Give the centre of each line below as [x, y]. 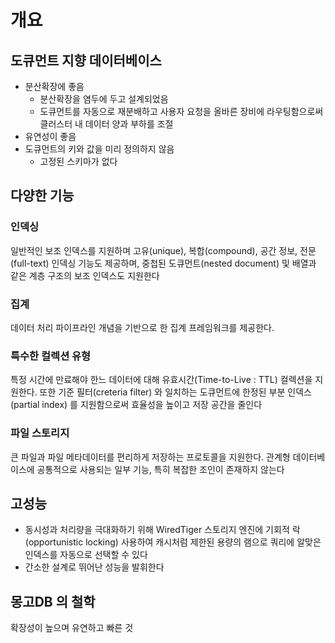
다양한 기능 [42, 196]
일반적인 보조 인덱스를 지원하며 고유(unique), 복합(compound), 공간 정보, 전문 [163, 250]
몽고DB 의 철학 [53, 601]
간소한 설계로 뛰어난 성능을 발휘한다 [94, 567]
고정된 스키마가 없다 [78, 161]
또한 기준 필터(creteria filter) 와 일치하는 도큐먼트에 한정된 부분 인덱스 [175, 392]
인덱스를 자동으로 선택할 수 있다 [86, 555]
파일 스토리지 [40, 433]
